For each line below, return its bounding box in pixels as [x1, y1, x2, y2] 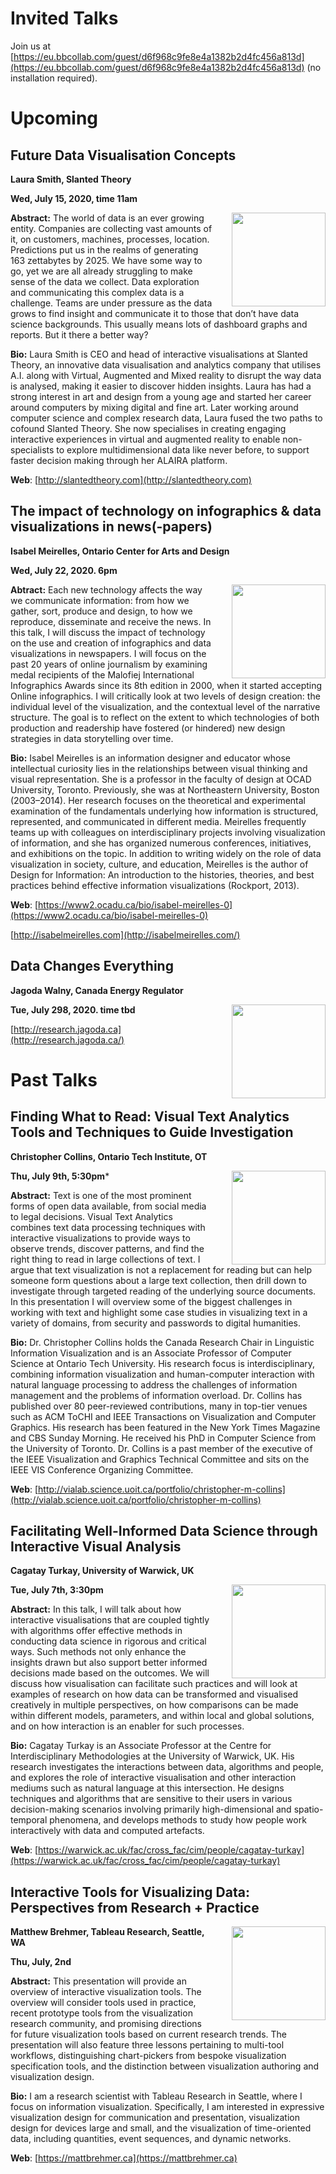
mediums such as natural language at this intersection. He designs [10, 1782, 285, 1794]
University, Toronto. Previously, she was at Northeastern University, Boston [10, 783, 320, 796]
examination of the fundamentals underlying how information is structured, [10, 805, 319, 817]
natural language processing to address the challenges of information [10, 1378, 298, 1391]
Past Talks [10, 1068, 98, 1091]
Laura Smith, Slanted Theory [10, 173, 132, 185]
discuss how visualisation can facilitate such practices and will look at [10, 1678, 298, 1690]
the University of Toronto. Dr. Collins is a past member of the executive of [10, 1442, 313, 1454]
